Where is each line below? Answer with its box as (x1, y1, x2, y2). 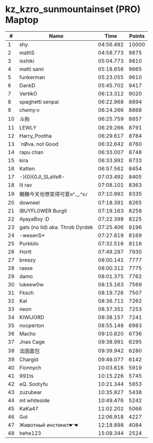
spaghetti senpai (19, 98, 59, 105)
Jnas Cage (19, 338, 45, 345)
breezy (19, 256, 36, 263)
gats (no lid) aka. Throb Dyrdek (19, 223, 93, 230)
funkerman (19, 74, 45, 81)
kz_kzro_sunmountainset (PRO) (5, 4, 141, 15)
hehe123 (19, 429, 41, 436)
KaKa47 (19, 405, 39, 412)
